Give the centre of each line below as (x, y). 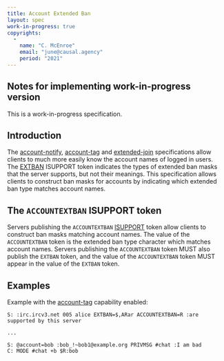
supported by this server (44, 321)
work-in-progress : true (41, 26)
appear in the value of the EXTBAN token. (63, 264)
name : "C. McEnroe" (48, 46)
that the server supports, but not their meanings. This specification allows (112, 174)
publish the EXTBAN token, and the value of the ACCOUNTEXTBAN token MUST (111, 257)
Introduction (34, 135)
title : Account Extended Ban (49, 13)
